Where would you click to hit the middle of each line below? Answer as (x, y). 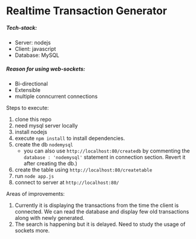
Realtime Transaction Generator (87, 11)
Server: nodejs (33, 43)
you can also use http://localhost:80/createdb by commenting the (107, 151)
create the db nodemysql (44, 145)
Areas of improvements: (36, 194)
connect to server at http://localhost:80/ (67, 183)
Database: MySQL (37, 55)
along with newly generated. (50, 218)
